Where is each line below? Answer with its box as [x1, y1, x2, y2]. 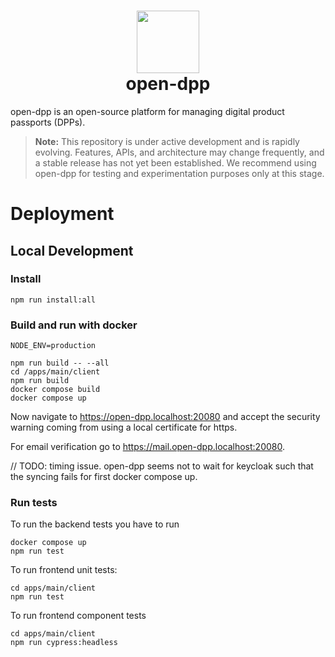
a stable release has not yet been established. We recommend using [34, 156, 317, 169]
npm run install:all [10, 295, 97, 305]
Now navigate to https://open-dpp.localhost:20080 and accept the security [10, 411, 321, 423]
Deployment [10, 203, 115, 225]
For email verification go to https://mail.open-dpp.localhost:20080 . [10, 441, 286, 453]
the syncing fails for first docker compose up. [10, 471, 198, 483]
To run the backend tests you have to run [10, 518, 180, 530]
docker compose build [10, 385, 101, 395]
